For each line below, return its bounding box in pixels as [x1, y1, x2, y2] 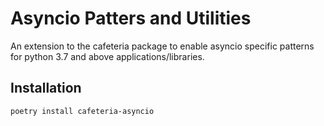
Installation [10, 80, 82, 97]
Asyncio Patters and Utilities [10, 7, 252, 30]
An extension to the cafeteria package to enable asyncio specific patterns [10, 40, 315, 52]
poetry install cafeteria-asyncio [10, 106, 155, 116]
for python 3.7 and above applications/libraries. [10, 50, 205, 62]
